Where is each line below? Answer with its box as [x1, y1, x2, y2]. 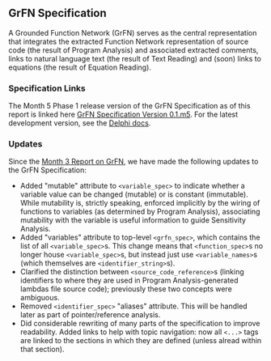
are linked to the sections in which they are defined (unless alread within [19, 336, 262, 346]
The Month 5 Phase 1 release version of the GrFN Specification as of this [8, 101, 251, 111]
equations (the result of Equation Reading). [8, 62, 152, 72]
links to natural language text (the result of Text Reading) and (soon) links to [8, 53, 261, 63]
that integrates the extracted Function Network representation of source [8, 36, 249, 46]
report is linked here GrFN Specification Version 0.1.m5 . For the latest [8, 109, 239, 120]
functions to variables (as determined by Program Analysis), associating [19, 206, 260, 217]
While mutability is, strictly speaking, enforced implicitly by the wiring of [19, 198, 260, 208]
